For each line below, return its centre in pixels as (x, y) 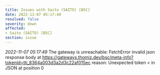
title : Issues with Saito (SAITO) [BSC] (48, 10)
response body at (23, 57)
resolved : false (22, 19)
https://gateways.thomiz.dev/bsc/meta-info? (88, 57)
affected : (15, 28)
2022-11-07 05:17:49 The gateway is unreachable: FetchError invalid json (80, 52)
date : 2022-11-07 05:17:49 (33, 14)
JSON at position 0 (24, 67)
